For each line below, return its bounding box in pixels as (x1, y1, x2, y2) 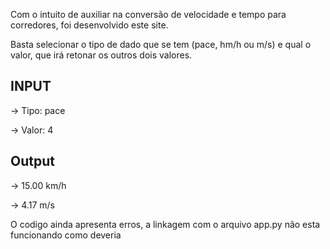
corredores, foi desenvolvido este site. (10, 19, 169, 31)
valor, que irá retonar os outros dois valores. (10, 49, 193, 61)
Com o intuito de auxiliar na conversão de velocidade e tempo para (10, 9, 287, 20)
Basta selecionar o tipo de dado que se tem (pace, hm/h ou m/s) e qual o (10, 39, 312, 50)
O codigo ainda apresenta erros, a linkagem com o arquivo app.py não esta (10, 218, 321, 230)
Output (10, 153, 55, 170)
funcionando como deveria (10, 229, 122, 241)
